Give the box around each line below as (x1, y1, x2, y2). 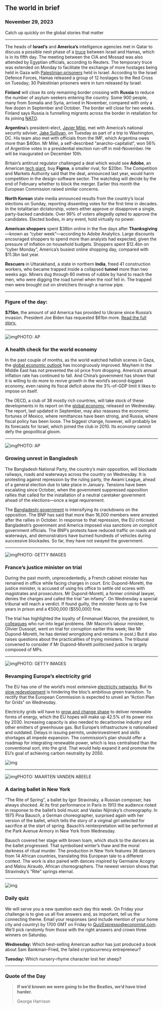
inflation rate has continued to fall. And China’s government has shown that (5, 373, 155, 378)
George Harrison (16, 998, 51, 1004)
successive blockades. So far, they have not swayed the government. (5, 537, 144, 543)
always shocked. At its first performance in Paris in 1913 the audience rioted (5, 802, 157, 808)
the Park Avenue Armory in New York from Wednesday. (5, 828, 116, 834)
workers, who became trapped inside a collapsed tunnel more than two (5, 266, 148, 272)
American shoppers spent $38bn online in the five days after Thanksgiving (5, 225, 158, 231)
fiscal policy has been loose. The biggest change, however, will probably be (5, 418, 157, 424)
